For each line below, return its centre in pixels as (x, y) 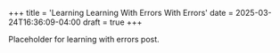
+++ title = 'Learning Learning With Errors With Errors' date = (121, 13)
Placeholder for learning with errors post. (84, 39)
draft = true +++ (112, 22)
